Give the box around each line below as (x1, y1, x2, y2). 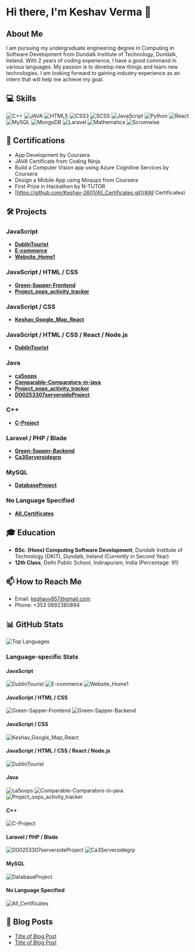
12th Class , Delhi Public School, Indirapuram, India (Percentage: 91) (14, 559, 179, 566)
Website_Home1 (14, 253, 55, 260)
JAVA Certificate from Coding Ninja (14, 158, 101, 165)
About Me (6, 29, 43, 39)
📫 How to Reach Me (6, 577, 82, 587)
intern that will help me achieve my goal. (6, 76, 104, 83)
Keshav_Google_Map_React (14, 316, 84, 323)
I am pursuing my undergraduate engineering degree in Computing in (6, 44, 174, 51)
